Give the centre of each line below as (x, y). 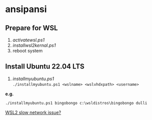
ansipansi (26, 9)
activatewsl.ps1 (28, 40)
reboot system (27, 51)
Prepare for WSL (31, 28)
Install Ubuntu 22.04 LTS (45, 67)
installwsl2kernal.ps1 (34, 45)
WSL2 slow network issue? (33, 112)
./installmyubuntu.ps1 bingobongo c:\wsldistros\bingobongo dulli (76, 103)
